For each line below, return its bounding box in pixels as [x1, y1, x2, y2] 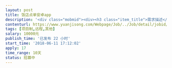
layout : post [5, 7, 33, 13]
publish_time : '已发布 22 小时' [5, 36, 71, 41]
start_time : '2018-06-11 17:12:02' [5, 41, 81, 46]
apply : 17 [5, 46, 27, 51]
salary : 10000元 [5, 31, 39, 36]
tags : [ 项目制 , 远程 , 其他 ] [5, 27, 55, 32]
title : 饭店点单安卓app [5, 12, 51, 17]
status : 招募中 [5, 55, 35, 60]
